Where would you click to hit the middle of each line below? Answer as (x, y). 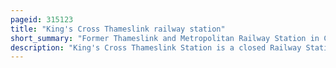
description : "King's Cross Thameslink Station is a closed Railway (156, 47)
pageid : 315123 (42, 19)
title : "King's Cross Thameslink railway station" (118, 29)
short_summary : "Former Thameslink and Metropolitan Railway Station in (165, 38)
